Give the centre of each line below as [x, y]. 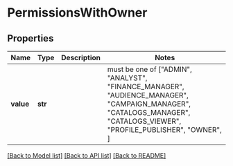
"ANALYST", [127, 78]
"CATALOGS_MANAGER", [149, 112]
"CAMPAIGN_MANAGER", [149, 104]
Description [81, 58]
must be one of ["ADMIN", [149, 69]
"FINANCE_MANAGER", [146, 86]
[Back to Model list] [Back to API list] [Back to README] [87, 156]
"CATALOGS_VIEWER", [144, 121]
